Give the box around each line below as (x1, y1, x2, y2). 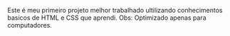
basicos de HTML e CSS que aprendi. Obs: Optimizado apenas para (7, 13, 207, 22)
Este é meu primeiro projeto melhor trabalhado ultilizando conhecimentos (7, 6, 223, 14)
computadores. (7, 21, 52, 29)
